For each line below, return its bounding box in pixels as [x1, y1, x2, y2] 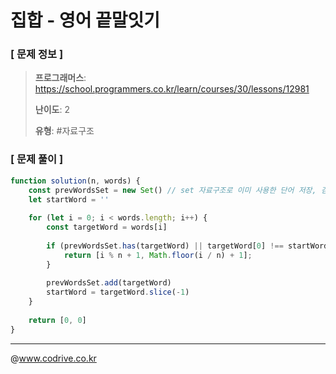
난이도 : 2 [34, 104, 70, 116]
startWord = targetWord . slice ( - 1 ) [46, 287, 190, 298]
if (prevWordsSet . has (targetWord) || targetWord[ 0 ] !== [46, 241, 284, 251]
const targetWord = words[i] [46, 222, 168, 233]
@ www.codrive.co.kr [10, 352, 97, 364]
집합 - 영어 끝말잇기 [10, 9, 161, 32]
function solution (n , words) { [10, 176, 141, 186]
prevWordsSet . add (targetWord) [46, 278, 172, 288]
